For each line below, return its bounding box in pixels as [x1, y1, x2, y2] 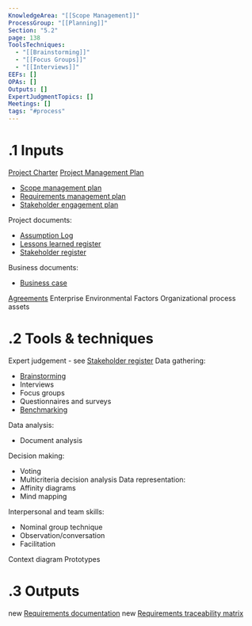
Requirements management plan [19, 191, 126, 200]
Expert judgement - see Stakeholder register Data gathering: [8, 356, 206, 365]
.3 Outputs [8, 582, 80, 601]
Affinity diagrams [19, 483, 77, 492]
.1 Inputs [8, 142, 64, 159]
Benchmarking [19, 405, 68, 414]
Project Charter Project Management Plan [8, 167, 144, 177]
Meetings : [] [8, 100, 52, 108]
